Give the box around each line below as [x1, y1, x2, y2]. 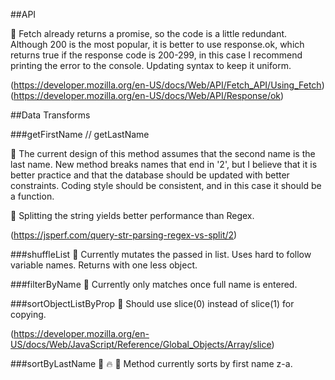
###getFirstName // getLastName [10, 129, 150, 140]
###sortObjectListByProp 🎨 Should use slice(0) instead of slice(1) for [10, 298, 295, 309]
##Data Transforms [10, 109, 91, 121]
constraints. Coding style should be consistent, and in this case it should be [10, 180, 322, 191]
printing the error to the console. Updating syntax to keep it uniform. [10, 60, 292, 71]
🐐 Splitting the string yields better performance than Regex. [10, 210, 255, 221]
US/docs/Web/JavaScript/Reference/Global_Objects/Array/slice [10, 339, 272, 350]
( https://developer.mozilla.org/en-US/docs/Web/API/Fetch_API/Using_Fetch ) [10, 79, 325, 91]
